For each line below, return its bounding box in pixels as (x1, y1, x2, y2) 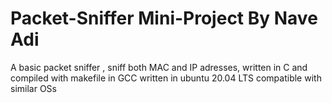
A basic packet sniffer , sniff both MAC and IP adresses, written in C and (10, 61, 308, 73)
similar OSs (10, 82, 57, 94)
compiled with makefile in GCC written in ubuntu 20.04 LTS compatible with (10, 72, 322, 84)
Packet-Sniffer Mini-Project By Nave (10, 7, 318, 30)
